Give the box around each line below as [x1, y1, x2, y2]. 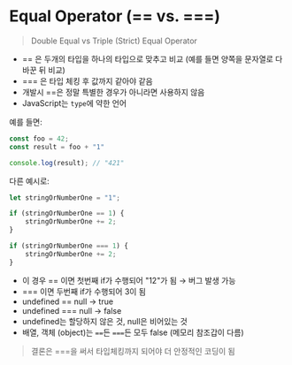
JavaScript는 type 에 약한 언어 [21, 97, 127, 108]
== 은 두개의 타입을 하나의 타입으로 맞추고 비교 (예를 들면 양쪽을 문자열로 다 [21, 53, 283, 64]
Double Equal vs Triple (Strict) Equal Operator [30, 35, 197, 46]
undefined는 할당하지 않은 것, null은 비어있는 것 [21, 316, 188, 326]
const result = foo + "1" [9, 142, 104, 151]
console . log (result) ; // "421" [9, 158, 125, 167]
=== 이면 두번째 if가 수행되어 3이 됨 [21, 285, 146, 297]
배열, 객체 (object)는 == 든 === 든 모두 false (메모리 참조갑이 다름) [21, 327, 245, 338]
